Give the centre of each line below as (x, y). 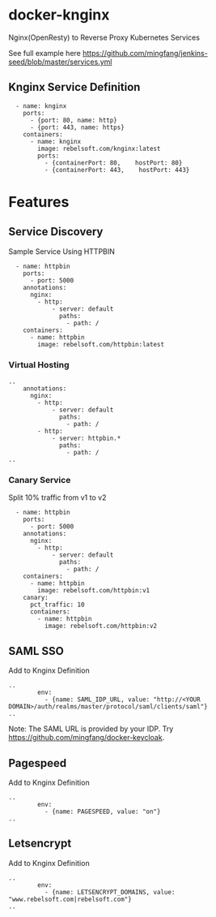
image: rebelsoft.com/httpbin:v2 (101, 626)
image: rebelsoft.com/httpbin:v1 (94, 591)
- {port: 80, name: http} (73, 120)
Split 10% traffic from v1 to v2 (57, 497)
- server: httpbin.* (86, 439)
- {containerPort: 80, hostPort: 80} (113, 163)
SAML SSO (36, 651)
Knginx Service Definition (74, 87)
